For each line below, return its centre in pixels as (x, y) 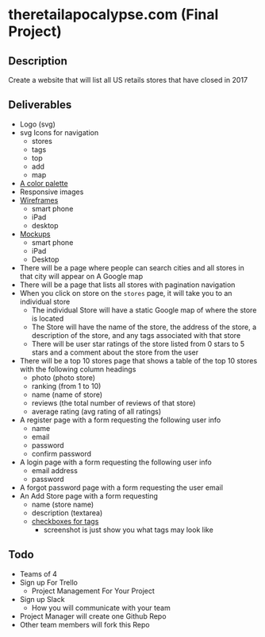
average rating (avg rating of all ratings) (96, 411)
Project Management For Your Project (93, 591)
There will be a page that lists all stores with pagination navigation (127, 285)
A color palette (44, 183)
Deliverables (40, 105)
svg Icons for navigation (59, 132)
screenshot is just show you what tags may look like (129, 530)
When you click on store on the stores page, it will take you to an (126, 293)
